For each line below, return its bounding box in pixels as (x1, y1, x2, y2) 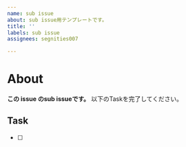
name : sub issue (7, 10, 54, 17)
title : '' (7, 23, 36, 30)
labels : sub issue (7, 29, 60, 36)
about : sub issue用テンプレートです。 (7, 16, 107, 23)
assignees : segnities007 (7, 36, 79, 43)
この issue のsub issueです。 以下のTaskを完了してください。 (7, 95, 183, 103)
